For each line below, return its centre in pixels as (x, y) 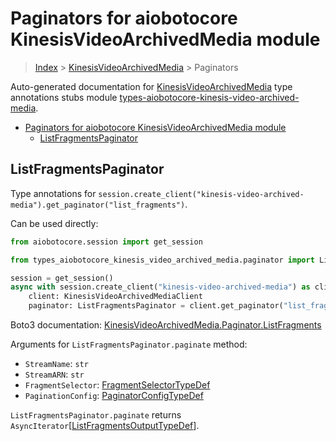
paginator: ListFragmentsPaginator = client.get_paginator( (156, 306)
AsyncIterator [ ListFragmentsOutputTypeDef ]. (105, 425)
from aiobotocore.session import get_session (106, 242)
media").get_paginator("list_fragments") (98, 205)
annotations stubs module (64, 97)
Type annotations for (53, 193)
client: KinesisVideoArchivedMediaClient (115, 297)
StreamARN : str (54, 374)
